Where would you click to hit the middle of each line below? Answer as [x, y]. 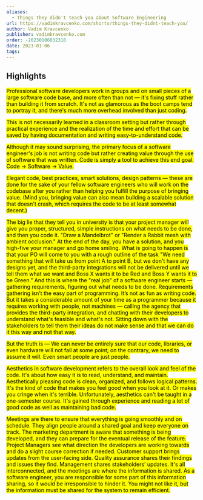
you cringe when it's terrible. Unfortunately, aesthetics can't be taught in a [99, 394]
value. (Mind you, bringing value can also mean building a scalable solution [100, 197]
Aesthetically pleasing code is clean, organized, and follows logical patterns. [102, 381]
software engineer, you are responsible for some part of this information [96, 477]
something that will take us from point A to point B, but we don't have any [98, 261]
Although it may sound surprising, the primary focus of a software [88, 147]
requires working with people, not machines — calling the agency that [94, 306]
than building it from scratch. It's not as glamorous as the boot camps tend [99, 103]
